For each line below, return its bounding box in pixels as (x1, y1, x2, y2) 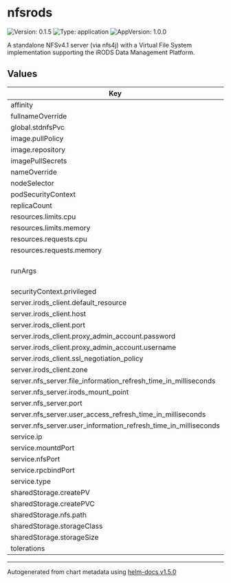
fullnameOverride (10, 111, 67, 121)
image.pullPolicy (10, 133, 64, 143)
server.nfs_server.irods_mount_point (10, 387, 129, 397)
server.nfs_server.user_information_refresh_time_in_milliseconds (10, 421, 220, 430)
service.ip (10, 432, 43, 441)
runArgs (10, 266, 36, 276)
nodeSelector (10, 178, 54, 188)
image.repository (10, 144, 66, 154)
